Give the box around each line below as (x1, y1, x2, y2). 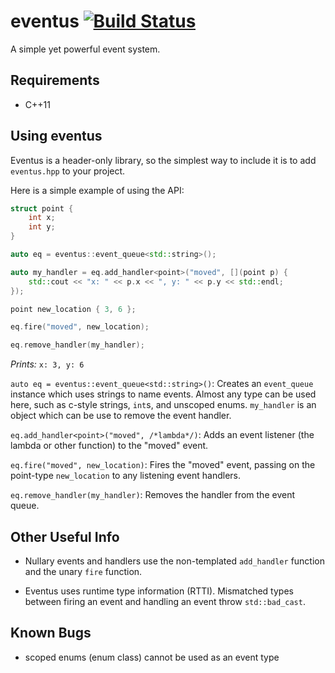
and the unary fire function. (24, 566, 143, 577)
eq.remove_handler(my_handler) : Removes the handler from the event (10, 489, 295, 501)
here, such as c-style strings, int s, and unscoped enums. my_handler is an (10, 399, 317, 411)
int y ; (28, 222, 56, 232)
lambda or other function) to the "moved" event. (10, 440, 209, 452)
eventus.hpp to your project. (10, 165, 126, 177)
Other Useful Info (10, 528, 120, 545)
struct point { (10, 203, 74, 214)
